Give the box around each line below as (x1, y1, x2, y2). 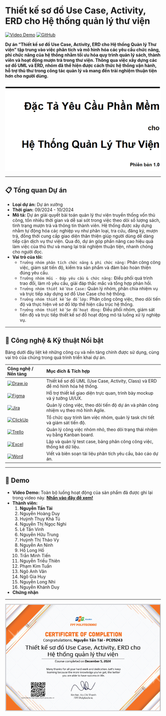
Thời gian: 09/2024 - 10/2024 (12, 207, 74, 213)
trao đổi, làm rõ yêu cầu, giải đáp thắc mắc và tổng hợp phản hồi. (19, 280, 152, 286)
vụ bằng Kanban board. (46, 432, 94, 438)
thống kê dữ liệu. (46, 444, 81, 450)
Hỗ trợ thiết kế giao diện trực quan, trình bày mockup (46, 390, 154, 396)
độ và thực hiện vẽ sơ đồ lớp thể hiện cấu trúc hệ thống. (19, 302, 134, 308)
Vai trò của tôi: (12, 254, 43, 260)
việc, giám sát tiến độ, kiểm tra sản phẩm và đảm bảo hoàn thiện (19, 265, 152, 270)
